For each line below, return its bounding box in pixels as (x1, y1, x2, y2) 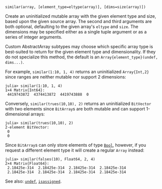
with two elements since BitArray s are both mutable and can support (5, 106, 145, 111)
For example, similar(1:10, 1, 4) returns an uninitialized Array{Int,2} (5, 69, 149, 75)
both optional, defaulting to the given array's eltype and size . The (5, 24, 138, 29)
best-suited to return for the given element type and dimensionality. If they (5, 49, 156, 54)
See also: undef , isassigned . (5, 178, 62, 184)
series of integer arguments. (5, 34, 62, 40)
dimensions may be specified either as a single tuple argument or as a (5, 29, 147, 34)
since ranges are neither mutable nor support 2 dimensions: (5, 74, 126, 80)
